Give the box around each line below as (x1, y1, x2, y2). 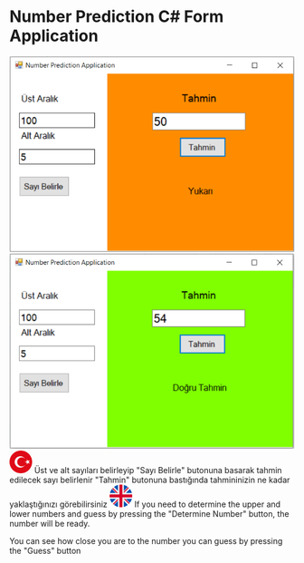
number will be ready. (9, 519, 90, 529)
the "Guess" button (9, 546, 81, 557)
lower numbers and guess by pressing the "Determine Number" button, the (9, 509, 290, 519)
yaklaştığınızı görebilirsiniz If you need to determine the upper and (9, 499, 281, 510)
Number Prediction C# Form (9, 6, 224, 27)
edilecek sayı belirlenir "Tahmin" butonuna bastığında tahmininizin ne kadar (9, 474, 290, 486)
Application (9, 25, 99, 46)
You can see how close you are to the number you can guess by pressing (9, 536, 283, 547)
